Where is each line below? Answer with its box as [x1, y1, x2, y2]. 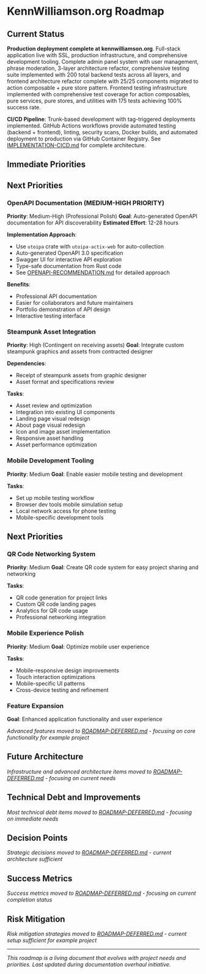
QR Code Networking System [7, 550, 96, 558]
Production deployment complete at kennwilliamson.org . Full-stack [7, 45, 181, 52]
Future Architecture [7, 751, 84, 762]
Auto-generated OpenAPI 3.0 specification [15, 250, 123, 257]
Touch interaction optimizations [15, 673, 95, 680]
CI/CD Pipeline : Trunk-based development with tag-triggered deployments [7, 115, 196, 123]
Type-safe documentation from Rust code [15, 263, 122, 270]
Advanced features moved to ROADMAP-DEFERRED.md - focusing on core [7, 727, 196, 734]
